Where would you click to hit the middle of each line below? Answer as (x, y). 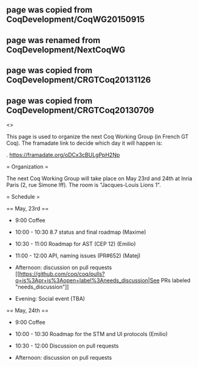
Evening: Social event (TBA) (50, 298)
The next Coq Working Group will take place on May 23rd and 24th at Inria (99, 178)
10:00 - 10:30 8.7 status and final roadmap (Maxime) (80, 232)
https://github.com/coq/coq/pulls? (62, 274)
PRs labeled (176, 280)
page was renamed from (53, 40)
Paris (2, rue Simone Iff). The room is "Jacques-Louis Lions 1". (84, 184)
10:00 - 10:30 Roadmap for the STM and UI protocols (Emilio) (91, 334)
